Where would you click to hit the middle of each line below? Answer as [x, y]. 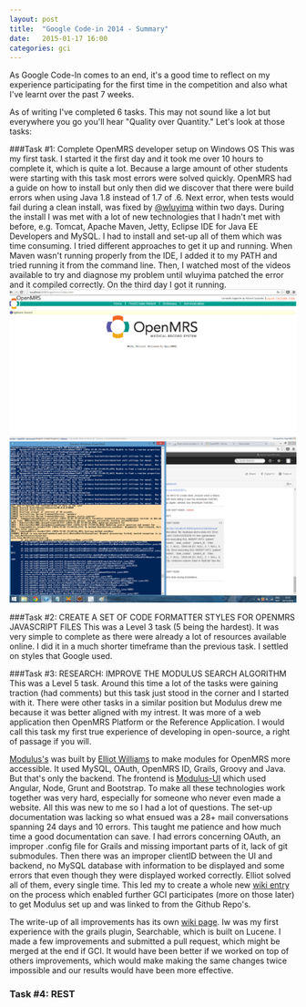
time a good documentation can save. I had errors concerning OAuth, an [145, 837]
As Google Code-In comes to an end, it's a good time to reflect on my [140, 75]
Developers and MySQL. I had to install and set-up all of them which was [146, 236]
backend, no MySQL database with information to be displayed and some [147, 866]
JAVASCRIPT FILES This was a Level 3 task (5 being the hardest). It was [144, 627]
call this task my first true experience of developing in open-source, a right [150, 732]
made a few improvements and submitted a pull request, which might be [145, 941]
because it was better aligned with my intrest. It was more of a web [135, 713]
